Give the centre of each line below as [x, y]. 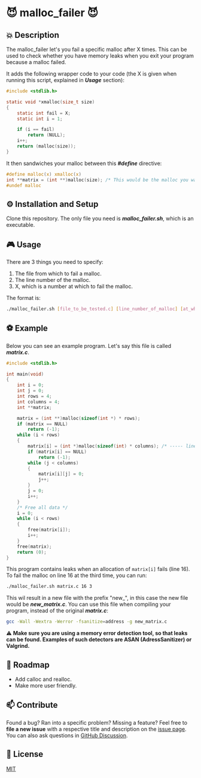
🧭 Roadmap [28, 665]
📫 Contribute [32, 705]
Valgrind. [18, 646]
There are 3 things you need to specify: [55, 262]
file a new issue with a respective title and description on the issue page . [96, 729]
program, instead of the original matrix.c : [57, 611]
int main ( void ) [25, 374]
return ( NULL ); [47, 135]
